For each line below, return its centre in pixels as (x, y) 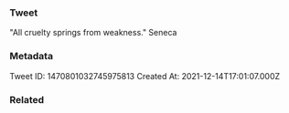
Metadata (31, 56)
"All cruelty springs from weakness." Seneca (93, 33)
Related (27, 99)
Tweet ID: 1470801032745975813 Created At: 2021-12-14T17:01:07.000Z (145, 76)
